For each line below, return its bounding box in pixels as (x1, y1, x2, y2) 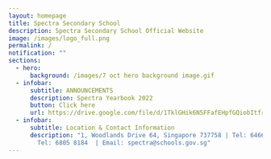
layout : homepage (8, 11, 67, 20)
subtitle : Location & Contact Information (29, 124, 175, 132)
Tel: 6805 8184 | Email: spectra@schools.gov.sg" (37, 138, 211, 147)
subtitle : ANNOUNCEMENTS (29, 86, 114, 95)
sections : (8, 57, 42, 65)
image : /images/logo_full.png (8, 34, 110, 43)
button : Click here (29, 101, 95, 109)
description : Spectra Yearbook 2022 (29, 94, 153, 102)
